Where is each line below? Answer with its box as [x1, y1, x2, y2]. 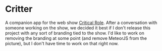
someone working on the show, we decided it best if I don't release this [5, 25, 151, 30]
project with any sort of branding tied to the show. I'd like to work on [5, 30, 145, 36]
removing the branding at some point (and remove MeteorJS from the [5, 35, 147, 41]
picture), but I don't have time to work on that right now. [5, 40, 119, 46]
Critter [5, 3, 33, 15]
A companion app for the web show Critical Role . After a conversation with [5, 20, 158, 25]
